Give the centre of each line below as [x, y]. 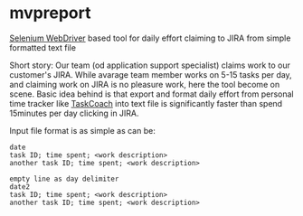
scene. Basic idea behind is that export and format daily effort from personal [151, 94]
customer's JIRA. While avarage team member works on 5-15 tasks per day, [151, 74]
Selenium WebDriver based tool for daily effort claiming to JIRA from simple [150, 38]
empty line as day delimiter [64, 179]
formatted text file [43, 47]
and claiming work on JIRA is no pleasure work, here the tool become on [145, 84]
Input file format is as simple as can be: [82, 130]
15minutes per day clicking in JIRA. [74, 113]
